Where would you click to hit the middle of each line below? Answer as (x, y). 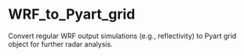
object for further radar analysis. (60, 44)
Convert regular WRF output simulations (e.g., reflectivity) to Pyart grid (122, 36)
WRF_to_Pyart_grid (72, 14)
